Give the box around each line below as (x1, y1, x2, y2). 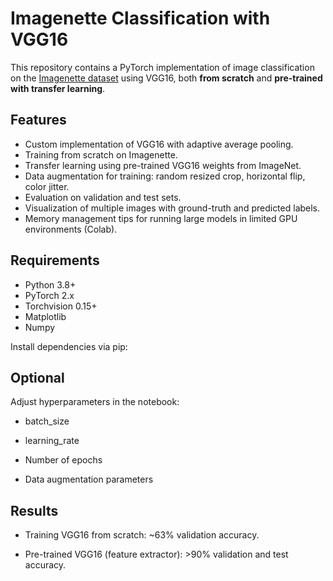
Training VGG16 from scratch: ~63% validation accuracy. (24, 529, 260, 541)
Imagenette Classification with (10, 7, 271, 30)
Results (10, 502, 59, 519)
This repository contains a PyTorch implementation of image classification (10, 61, 315, 73)
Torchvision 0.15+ (24, 300, 98, 312)
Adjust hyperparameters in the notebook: (10, 396, 180, 408)
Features (10, 112, 67, 129)
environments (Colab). (24, 223, 118, 235)
